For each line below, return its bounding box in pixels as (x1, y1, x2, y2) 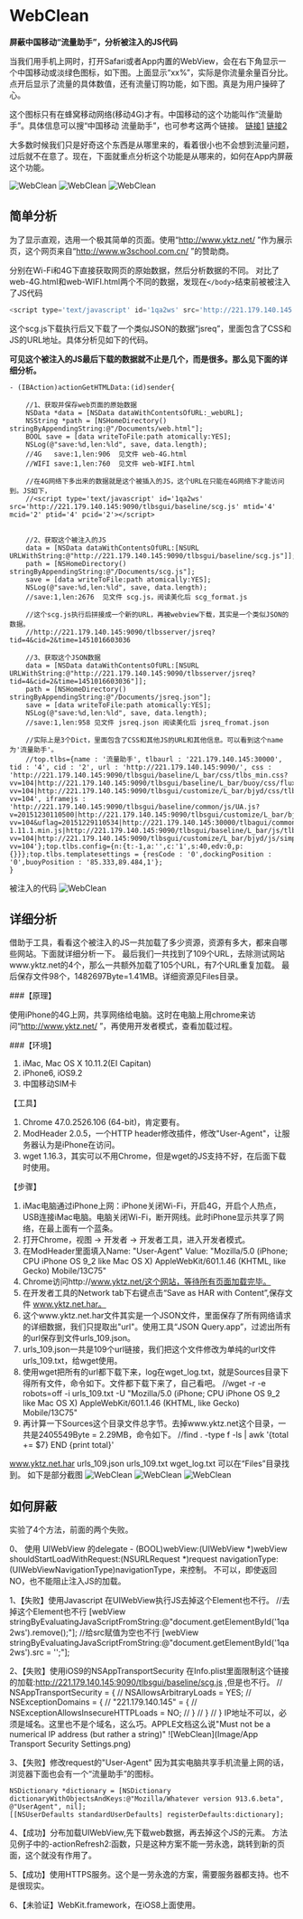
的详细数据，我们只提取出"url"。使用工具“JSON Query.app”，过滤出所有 (22, 1321, 291, 1332)
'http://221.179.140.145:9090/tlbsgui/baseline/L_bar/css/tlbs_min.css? (9, 770, 289, 780)
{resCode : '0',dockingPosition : (142, 849, 272, 859)
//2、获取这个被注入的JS (25, 535, 106, 544)
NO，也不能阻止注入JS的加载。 (9, 1575, 126, 1587)
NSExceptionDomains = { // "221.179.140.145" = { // (9, 1697, 197, 1707)
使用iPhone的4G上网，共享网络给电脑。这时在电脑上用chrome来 (9, 1009, 249, 1020)
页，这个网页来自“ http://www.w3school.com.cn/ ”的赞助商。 (9, 245, 234, 256)
